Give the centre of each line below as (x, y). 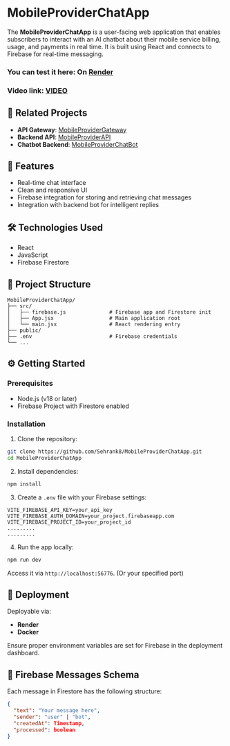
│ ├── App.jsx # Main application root (94, 319)
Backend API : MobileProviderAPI (64, 137)
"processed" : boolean (45, 730)
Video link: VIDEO (37, 90)
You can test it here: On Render (60, 72)
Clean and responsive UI (52, 190)
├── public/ (24, 330)
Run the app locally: (45, 547)
